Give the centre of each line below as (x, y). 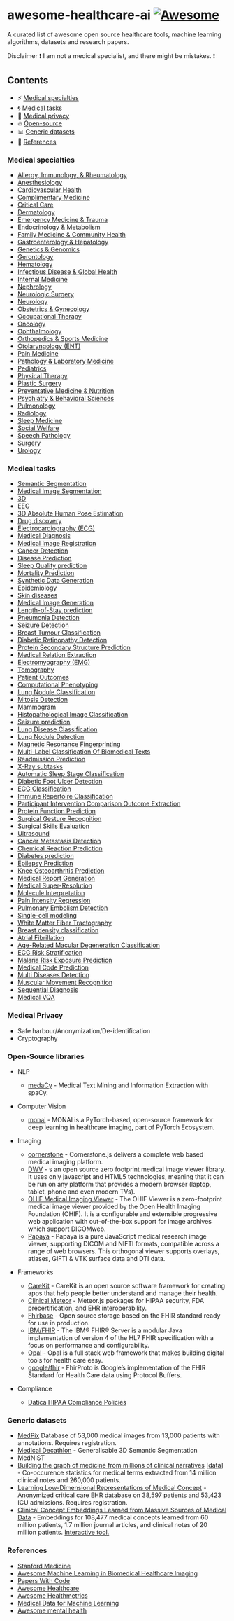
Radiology (32, 413)
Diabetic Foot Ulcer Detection (60, 782)
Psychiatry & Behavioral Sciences (65, 399)
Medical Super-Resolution (55, 885)
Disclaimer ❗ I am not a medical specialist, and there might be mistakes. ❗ (111, 55)
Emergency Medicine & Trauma (63, 220)
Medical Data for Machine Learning (68, 1603)
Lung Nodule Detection (51, 737)
